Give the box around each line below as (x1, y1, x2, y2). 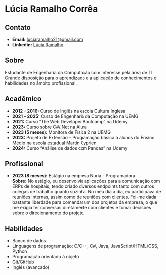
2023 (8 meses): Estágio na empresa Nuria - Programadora (12, 173, 136, 179)
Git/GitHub (12, 259, 34, 265)
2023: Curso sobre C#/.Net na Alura (12, 124, 87, 130)
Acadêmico (5, 95, 41, 103)
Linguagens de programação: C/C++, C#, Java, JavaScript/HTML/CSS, (12, 243, 159, 249)
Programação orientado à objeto (12, 254, 79, 260)
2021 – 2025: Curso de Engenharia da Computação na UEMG (12, 113, 139, 119)
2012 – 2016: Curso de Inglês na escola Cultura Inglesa (12, 108, 126, 114)
